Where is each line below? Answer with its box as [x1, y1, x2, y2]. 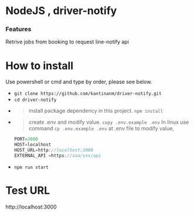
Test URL [5, 184, 51, 197]
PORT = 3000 [14, 136, 39, 142]
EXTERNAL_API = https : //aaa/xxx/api [14, 153, 102, 159]
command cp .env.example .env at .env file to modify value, [28, 125, 174, 132]
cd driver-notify [14, 97, 57, 103]
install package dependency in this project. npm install [28, 107, 163, 114]
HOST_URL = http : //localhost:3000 [14, 147, 93, 153]
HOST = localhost [14, 142, 52, 148]
